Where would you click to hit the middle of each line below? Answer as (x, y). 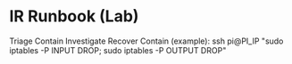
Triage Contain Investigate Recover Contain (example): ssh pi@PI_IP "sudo (146, 41)
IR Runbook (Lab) (74, 16)
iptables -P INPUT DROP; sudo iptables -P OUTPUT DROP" (118, 50)
